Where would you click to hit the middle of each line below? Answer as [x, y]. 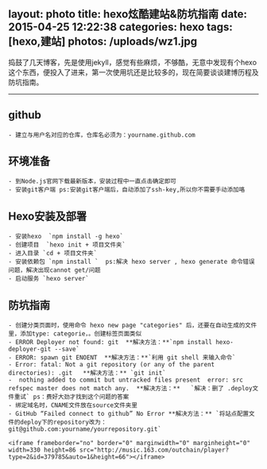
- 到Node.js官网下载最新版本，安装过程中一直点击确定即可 [92, 181]
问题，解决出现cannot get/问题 [54, 270]
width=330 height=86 [43, 450]
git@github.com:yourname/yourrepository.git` [85, 429]
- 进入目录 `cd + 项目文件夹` [53, 254]
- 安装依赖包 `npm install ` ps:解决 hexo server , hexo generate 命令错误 [132, 262]
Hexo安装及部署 [48, 216]
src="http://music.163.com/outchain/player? [154, 450]
